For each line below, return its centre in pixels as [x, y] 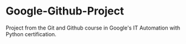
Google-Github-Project [65, 11]
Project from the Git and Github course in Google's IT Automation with [93, 28]
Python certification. [31, 34]
